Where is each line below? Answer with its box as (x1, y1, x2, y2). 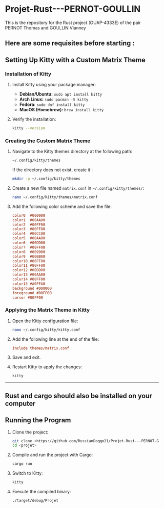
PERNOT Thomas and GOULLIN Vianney (5, 25, 86, 30)
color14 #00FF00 (12, 277, 45, 282)
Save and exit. (12, 355, 41, 360)
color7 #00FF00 (12, 245, 45, 250)
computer (5, 399, 36, 407)
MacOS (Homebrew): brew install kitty (19, 107, 104, 113)
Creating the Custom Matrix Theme (5, 137, 91, 144)
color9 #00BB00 (12, 254, 45, 259)
